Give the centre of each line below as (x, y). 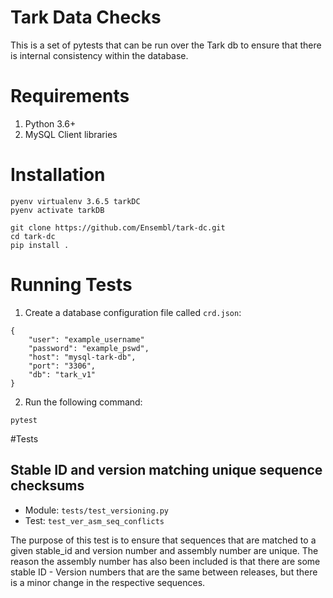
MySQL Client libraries (71, 134)
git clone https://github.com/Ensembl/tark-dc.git (118, 227)
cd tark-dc (33, 236)
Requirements (70, 96)
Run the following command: (83, 402)
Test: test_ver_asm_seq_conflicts (94, 520)
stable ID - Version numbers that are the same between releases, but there (164, 572)
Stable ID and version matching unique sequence (166, 470)
